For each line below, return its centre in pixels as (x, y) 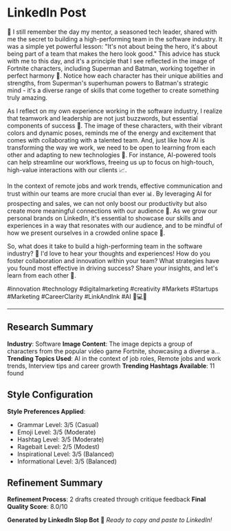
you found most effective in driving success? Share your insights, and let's (113, 268)
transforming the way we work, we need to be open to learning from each (112, 147)
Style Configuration (50, 395)
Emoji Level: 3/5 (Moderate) (56, 432)
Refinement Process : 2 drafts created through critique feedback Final (107, 499)
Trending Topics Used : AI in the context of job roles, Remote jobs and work (114, 358)
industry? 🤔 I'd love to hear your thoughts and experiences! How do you (109, 253)
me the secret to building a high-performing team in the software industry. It (115, 39)
